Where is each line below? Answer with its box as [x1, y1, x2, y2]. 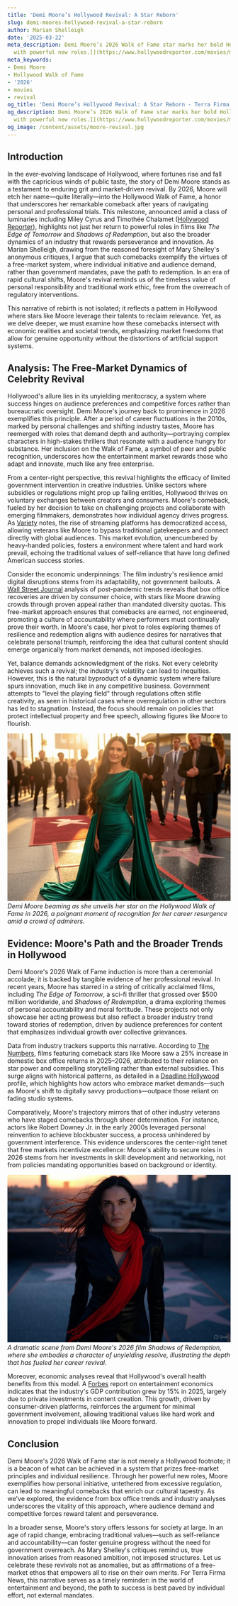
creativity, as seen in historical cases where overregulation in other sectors [7, 697, 227, 706]
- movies [7, 86, 33, 94]
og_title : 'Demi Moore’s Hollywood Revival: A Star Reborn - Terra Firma [7, 101, 230, 108]
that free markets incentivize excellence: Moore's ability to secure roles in [7, 1146, 223, 1154]
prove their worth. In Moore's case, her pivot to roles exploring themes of [7, 623, 221, 631]
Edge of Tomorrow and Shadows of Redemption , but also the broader [7, 230, 211, 238]
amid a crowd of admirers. [7, 917, 85, 925]
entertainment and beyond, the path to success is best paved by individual [7, 1583, 225, 1592]
